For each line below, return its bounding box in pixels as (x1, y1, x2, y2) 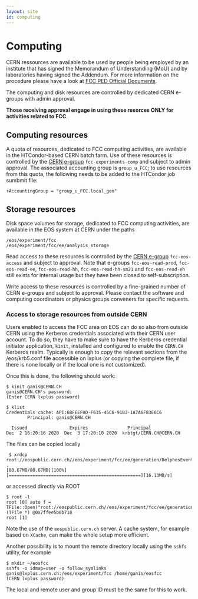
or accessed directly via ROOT (6, 483, 81, 490)
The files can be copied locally (6, 441, 81, 448)
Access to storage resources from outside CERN (6, 310, 147, 318)
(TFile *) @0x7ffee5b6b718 (6, 510, 72, 515)
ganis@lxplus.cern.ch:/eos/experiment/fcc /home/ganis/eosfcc (6, 571, 162, 577)
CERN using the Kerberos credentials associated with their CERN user (6, 330, 176, 337)
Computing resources (6, 130, 88, 140)
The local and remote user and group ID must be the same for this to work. (6, 586, 187, 593)
